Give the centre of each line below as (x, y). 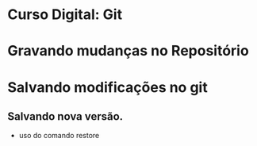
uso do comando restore (59, 136)
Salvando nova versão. (65, 116)
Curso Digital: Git (65, 15)
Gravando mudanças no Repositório (128, 51)
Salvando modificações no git (107, 87)
